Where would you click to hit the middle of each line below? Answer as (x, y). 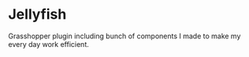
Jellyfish (37, 14)
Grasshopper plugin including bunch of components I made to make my (124, 36)
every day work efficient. (48, 44)
